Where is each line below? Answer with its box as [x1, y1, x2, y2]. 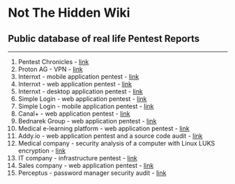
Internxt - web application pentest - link [17, 80, 132, 88]
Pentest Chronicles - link [17, 58, 89, 66]
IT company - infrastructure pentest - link [17, 154, 138, 162]
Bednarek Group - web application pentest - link [17, 117, 157, 125]
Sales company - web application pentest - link [17, 162, 154, 169]
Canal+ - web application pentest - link [17, 109, 130, 118]
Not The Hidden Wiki [8, 5, 130, 21]
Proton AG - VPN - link [17, 65, 83, 73]
